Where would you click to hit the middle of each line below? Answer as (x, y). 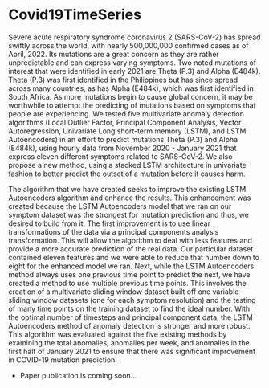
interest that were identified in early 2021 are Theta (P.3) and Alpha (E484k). (134, 71)
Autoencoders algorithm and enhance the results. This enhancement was (130, 198)
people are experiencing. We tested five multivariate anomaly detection (126, 113)
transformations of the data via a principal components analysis (114, 231)
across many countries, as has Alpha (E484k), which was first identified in (131, 88)
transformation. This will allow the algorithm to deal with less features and (130, 240)
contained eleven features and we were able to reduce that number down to (134, 257)
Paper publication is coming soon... (78, 375)
